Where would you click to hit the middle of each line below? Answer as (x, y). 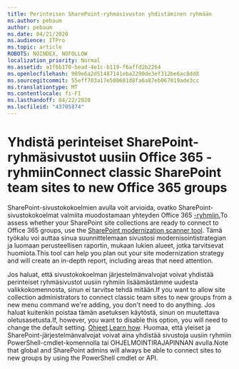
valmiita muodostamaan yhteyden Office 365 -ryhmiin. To (144, 215)
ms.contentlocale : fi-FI (44, 93)
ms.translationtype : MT (43, 87)
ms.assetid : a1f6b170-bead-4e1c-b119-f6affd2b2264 (84, 67)
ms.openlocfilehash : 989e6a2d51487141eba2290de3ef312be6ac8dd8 (103, 74)
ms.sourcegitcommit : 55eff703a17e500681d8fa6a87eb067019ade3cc (103, 80)
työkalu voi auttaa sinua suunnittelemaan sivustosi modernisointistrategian (117, 238)
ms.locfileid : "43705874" (46, 107)
